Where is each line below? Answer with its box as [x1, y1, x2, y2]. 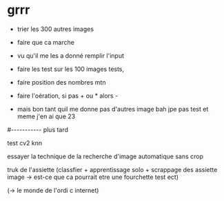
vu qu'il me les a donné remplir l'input [17, 51, 125, 60]
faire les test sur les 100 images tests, [17, 65, 125, 73]
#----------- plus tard [7, 125, 69, 134]
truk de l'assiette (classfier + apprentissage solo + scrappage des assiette [7, 165, 218, 173]
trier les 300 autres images [17, 25, 94, 33]
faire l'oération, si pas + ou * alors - [17, 92, 119, 100]
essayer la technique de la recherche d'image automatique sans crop [7, 152, 204, 160]
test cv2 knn [7, 138, 43, 147]
